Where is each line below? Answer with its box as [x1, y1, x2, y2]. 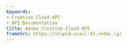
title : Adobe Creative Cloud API [6, 25, 90, 32]
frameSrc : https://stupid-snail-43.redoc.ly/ [6, 31, 122, 37]
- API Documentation [6, 20, 58, 26]
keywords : [6, 8, 31, 15]
